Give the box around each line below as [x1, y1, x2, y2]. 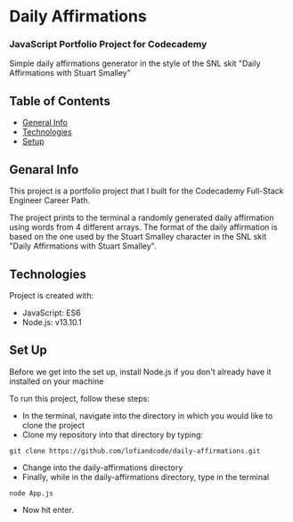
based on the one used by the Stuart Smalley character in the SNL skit [9, 232, 267, 242]
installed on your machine [9, 376, 104, 387]
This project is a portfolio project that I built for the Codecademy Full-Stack [9, 185, 284, 197]
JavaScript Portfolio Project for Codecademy [9, 38, 208, 51]
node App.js [9, 488, 53, 498]
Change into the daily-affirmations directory [21, 461, 183, 473]
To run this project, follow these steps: [9, 393, 150, 404]
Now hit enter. [21, 504, 74, 515]
